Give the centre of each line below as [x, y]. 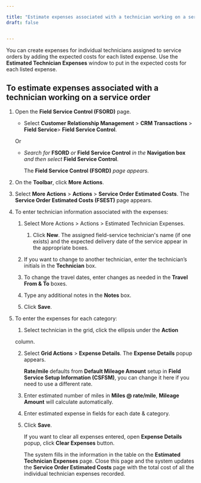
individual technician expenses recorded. [74, 474]
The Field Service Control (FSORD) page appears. [86, 171]
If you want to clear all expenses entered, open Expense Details [103, 437]
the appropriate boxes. [61, 248]
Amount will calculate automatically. [68, 402]
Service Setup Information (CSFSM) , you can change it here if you [106, 378]
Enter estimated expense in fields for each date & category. [97, 414]
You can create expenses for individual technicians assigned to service [94, 50]
